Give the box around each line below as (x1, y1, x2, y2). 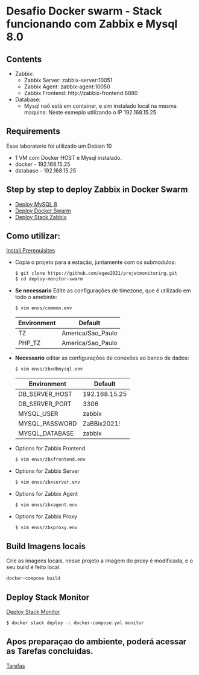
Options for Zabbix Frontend (14, 444, 86, 452)
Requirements (6, 126, 60, 137)
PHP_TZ (17, 339, 41, 347)
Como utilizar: (6, 231, 61, 242)
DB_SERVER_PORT (17, 400, 72, 408)
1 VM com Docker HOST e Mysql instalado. (14, 154, 122, 161)
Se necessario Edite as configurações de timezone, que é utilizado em (14, 287, 191, 294)
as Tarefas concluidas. (6, 646, 93, 656)
